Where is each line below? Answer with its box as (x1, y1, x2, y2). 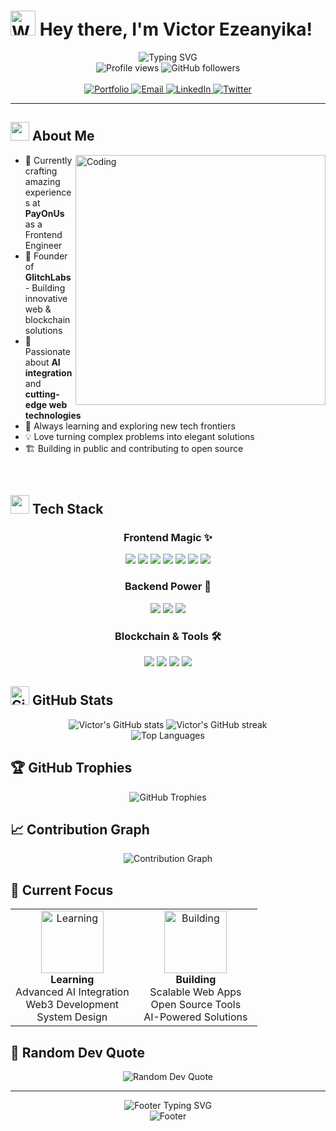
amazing (24, 175, 61, 187)
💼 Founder (24, 250, 68, 262)
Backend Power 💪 (124, 580, 212, 594)
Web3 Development (25, 998, 120, 1012)
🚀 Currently (24, 154, 73, 166)
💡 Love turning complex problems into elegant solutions (24, 430, 255, 442)
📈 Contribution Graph (10, 821, 150, 839)
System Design (36, 1010, 108, 1024)
